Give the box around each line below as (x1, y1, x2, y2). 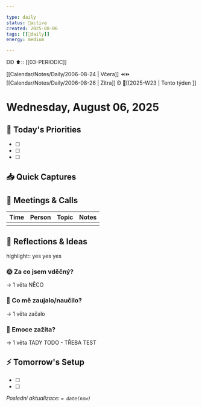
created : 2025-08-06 (6, 25, 58, 31)
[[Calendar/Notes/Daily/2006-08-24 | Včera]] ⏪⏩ (6, 71, 130, 78)
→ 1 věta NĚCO (6, 281, 44, 288)
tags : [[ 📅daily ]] (6, 31, 50, 37)
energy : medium (6, 37, 45, 43)
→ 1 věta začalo (6, 310, 45, 317)
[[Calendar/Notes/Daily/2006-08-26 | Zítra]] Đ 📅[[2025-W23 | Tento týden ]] (6, 79, 197, 86)
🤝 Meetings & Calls (6, 195, 78, 206)
